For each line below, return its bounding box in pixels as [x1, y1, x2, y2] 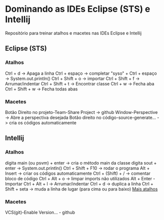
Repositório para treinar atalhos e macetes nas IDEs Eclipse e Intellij [5, 30, 142, 36]
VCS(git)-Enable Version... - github [5, 209, 75, 215]
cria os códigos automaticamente [9, 119, 77, 126]
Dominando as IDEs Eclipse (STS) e [5, 3, 150, 15]
